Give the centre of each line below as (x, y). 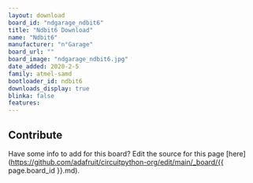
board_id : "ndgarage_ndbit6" (56, 23)
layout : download (37, 15)
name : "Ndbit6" (33, 37)
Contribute (35, 135)
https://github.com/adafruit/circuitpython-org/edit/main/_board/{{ (117, 162)
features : (24, 103)
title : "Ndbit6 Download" (50, 30)
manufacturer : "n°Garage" (50, 45)
